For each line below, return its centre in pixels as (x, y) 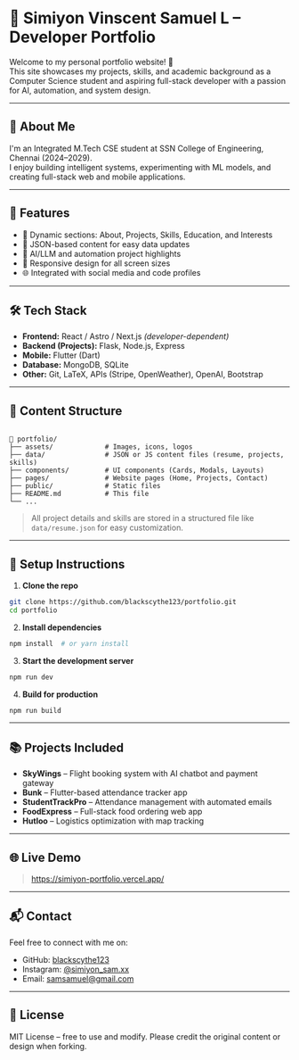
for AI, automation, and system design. (80, 90)
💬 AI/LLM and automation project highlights (101, 253)
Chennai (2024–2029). (51, 157)
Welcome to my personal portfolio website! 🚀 (91, 62)
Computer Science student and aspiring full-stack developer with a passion (148, 80)
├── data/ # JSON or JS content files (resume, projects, (147, 455)
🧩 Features (40, 213)
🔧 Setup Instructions (67, 564)
